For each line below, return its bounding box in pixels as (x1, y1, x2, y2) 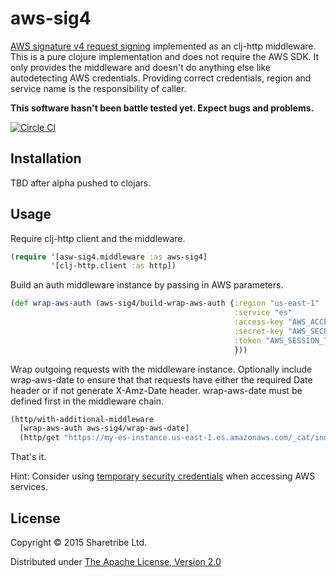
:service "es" (233, 308, 293, 318)
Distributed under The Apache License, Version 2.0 (10, 556, 222, 567)
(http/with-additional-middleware (10, 414, 155, 424)
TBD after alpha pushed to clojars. (10, 177, 152, 189)
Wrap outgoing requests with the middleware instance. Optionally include (10, 363, 313, 375)
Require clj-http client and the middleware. (10, 232, 186, 244)
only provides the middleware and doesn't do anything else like (10, 61, 271, 73)
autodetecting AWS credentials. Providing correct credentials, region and (10, 72, 312, 84)
